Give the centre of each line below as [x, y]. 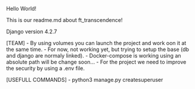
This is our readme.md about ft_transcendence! [64, 20]
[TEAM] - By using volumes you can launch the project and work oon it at [96, 43]
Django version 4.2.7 [32, 31]
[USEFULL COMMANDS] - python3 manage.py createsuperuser [85, 80]
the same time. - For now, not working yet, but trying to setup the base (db [98, 49]
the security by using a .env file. [46, 68]
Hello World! [21, 9]
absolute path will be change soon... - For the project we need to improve [96, 62]
